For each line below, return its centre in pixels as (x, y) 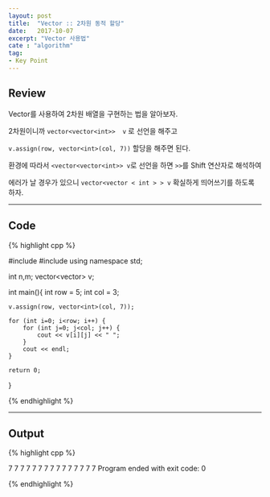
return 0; (25, 370)
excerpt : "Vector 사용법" (49, 38)
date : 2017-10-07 (41, 31)
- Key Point (28, 61)
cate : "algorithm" (41, 46)
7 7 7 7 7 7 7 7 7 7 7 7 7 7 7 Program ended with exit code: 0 (107, 469)
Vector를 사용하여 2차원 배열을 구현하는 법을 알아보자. (93, 114)
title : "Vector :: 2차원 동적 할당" (66, 23)
